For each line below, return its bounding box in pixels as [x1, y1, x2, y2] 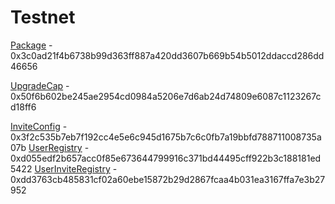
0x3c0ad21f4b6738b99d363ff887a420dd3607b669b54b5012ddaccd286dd [10, 49, 325, 61]
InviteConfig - [10, 120, 68, 132]
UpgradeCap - [10, 79, 70, 91]
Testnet [10, 6, 76, 29]
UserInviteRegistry [34, 162, 111, 175]
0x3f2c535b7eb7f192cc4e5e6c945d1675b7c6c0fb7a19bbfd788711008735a [10, 131, 322, 143]
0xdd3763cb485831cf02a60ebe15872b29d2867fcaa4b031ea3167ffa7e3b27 [10, 173, 326, 185]
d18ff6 [10, 101, 37, 113]
